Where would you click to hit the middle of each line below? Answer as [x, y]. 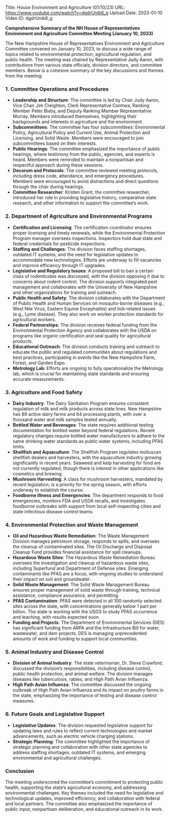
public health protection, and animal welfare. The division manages [83, 674]
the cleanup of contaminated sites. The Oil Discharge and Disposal [82, 547]
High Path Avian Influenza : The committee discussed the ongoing [82, 684]
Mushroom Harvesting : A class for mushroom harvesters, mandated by [88, 479]
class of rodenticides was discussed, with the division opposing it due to [89, 276]
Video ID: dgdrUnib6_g [29, 18]
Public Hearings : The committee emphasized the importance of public [87, 149]
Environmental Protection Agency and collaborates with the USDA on [85, 330]
